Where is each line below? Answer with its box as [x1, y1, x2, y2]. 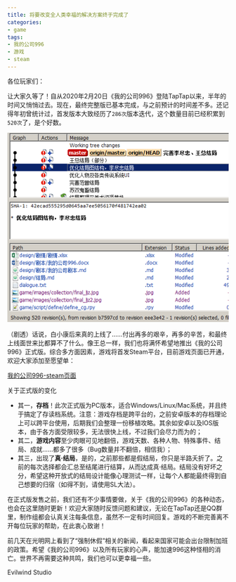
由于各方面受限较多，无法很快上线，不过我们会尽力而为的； [29, 427, 202, 436]
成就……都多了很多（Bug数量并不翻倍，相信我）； [29, 445, 173, 453]
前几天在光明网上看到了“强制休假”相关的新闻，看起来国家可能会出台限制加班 [7, 536, 228, 545]
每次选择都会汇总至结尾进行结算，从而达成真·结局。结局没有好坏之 [29, 463, 223, 471]
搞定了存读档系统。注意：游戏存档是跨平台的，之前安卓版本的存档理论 [23, 410, 227, 418]
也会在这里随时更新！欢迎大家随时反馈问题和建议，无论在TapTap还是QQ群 [7, 503, 223, 512]
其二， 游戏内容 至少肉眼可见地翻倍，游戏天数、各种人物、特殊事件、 [17, 436, 215, 444]
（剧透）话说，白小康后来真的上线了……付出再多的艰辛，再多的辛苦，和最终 [7, 330, 228, 338]
